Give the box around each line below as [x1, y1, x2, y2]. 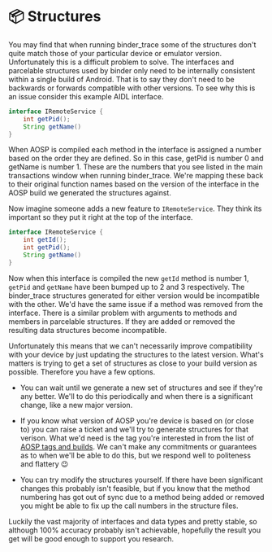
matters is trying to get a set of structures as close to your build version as [8, 358, 257, 368]
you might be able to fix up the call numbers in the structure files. [19, 501, 239, 510]
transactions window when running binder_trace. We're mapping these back [8, 171, 264, 181]
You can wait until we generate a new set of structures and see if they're [19, 383, 263, 392]
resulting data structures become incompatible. [8, 325, 167, 335]
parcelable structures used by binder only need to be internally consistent [8, 65, 256, 75]
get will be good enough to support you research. [8, 533, 175, 543]
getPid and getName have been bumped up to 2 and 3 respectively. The [8, 282, 245, 291]
